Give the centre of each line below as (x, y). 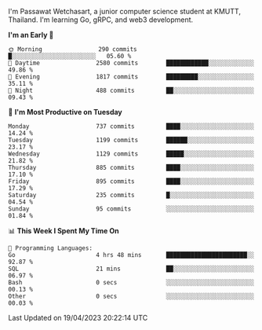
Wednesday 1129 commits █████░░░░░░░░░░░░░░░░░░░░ (131, 154)
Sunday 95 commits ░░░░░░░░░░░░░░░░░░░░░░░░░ (131, 209)
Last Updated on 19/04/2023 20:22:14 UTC (78, 318)
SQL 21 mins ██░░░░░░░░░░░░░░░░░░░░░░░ (131, 269)
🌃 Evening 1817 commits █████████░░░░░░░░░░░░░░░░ (131, 77)
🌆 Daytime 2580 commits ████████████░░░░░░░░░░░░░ (131, 63)
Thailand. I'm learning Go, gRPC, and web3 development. (101, 20)
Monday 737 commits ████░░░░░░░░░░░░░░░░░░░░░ (131, 126)
